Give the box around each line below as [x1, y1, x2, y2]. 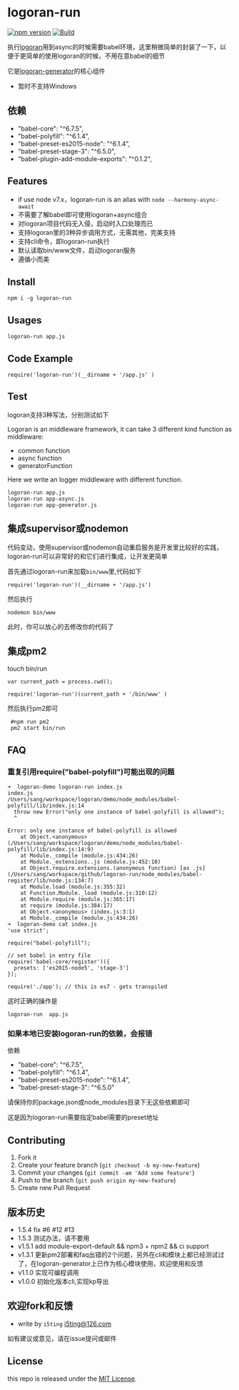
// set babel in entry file [7, 952, 91, 960]
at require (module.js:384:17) [20, 902, 113, 910]
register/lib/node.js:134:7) [7, 877, 94, 885]
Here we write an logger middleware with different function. [7, 475, 183, 484]
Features [7, 176, 48, 188]
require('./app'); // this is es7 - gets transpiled [7, 983, 168, 990]
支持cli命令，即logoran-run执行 [17, 237, 111, 245]
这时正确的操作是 [7, 997, 58, 1005]
